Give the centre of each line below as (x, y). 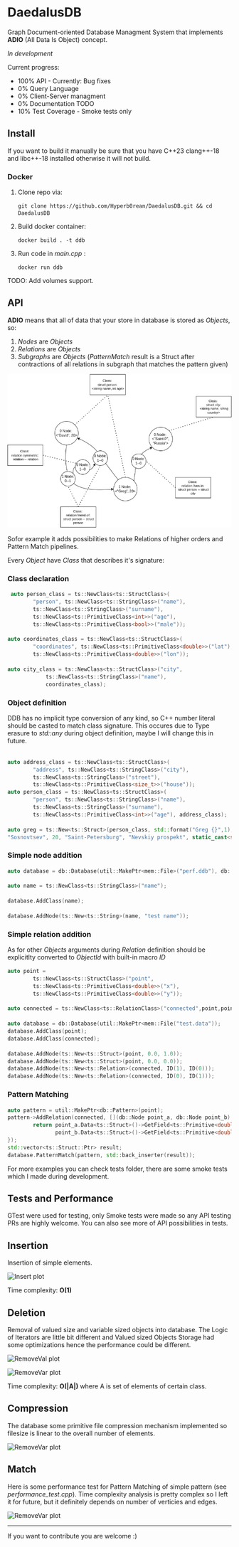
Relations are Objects (49, 349)
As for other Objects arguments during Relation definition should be (107, 950)
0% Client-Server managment (62, 96)
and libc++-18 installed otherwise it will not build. (79, 158)
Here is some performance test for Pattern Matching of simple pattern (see (117, 1487)
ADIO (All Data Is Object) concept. (58, 39)
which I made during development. (58, 1176)
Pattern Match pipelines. (43, 546)
